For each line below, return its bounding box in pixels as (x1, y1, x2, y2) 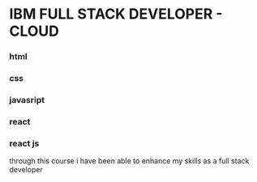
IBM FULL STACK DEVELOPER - (9, 5, 223, 23)
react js (9, 138, 40, 149)
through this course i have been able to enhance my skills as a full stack (9, 156, 250, 166)
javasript (9, 94, 45, 105)
